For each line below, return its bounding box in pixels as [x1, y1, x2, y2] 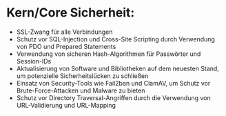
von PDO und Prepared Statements [16, 42, 116, 50]
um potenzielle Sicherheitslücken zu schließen [16, 71, 149, 80]
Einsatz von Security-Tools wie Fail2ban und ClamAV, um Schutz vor [16, 79, 211, 87]
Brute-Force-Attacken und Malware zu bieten [16, 86, 145, 95]
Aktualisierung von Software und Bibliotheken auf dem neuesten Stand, [16, 64, 220, 72]
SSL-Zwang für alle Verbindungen [16, 28, 113, 36]
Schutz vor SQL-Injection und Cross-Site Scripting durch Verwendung [16, 35, 215, 43]
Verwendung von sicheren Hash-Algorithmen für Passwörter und [16, 50, 201, 58]
